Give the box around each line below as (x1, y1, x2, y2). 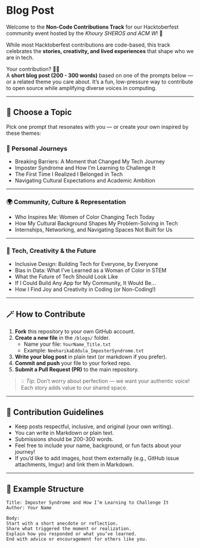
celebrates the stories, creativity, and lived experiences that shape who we (6, 47, 194, 54)
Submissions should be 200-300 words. (14, 436, 114, 443)
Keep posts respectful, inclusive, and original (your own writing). (14, 423, 173, 430)
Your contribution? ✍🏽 (6, 65, 60, 72)
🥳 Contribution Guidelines (6, 407, 104, 417)
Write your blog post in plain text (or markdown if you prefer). (14, 353, 167, 361)
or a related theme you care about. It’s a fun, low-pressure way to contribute (6, 78, 193, 85)
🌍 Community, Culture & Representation (6, 197, 126, 206)
